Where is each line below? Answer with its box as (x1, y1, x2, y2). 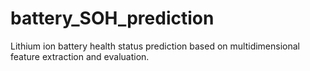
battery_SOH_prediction (10, 7, 215, 30)
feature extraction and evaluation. (10, 50, 150, 62)
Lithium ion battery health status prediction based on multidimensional (10, 40, 301, 52)
